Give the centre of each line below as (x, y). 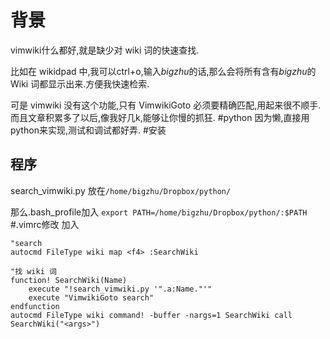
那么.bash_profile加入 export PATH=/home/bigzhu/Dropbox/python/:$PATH (159, 212)
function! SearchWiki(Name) (69, 280)
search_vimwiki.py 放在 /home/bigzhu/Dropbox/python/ (121, 190)
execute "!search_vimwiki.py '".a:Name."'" (120, 289)
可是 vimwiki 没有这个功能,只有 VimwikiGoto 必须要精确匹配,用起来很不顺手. (166, 105)
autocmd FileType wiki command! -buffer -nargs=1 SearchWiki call (151, 315)
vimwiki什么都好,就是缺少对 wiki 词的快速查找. (105, 50)
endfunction (35, 306)
